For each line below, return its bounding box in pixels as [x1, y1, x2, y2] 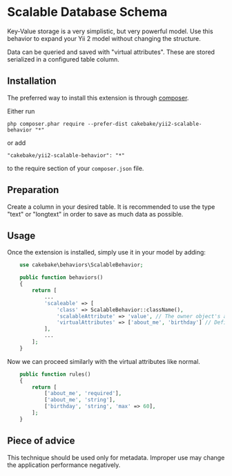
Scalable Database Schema [7, 4, 168, 20]
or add [7, 138, 26, 147]
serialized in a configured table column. [7, 55, 119, 63]
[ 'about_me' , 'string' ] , [43, 396, 116, 403]
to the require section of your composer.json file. [7, 164, 144, 172]
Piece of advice [7, 435, 75, 447]
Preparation [7, 184, 59, 196]
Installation [7, 75, 57, 87]
